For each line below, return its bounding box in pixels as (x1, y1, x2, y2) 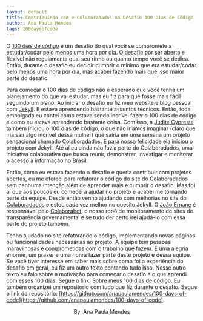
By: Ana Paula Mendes (73, 308, 130, 316)
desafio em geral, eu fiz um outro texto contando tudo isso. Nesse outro (6, 264, 187, 271)
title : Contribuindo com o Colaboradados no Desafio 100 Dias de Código (6, 15, 194, 21)
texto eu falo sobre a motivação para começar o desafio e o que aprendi (6, 271, 187, 278)
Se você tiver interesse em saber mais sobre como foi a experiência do (6, 258, 184, 265)
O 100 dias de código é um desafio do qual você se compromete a (6, 42, 172, 50)
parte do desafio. (6, 74, 50, 82)
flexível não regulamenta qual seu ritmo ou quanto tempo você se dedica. (6, 55, 190, 62)
